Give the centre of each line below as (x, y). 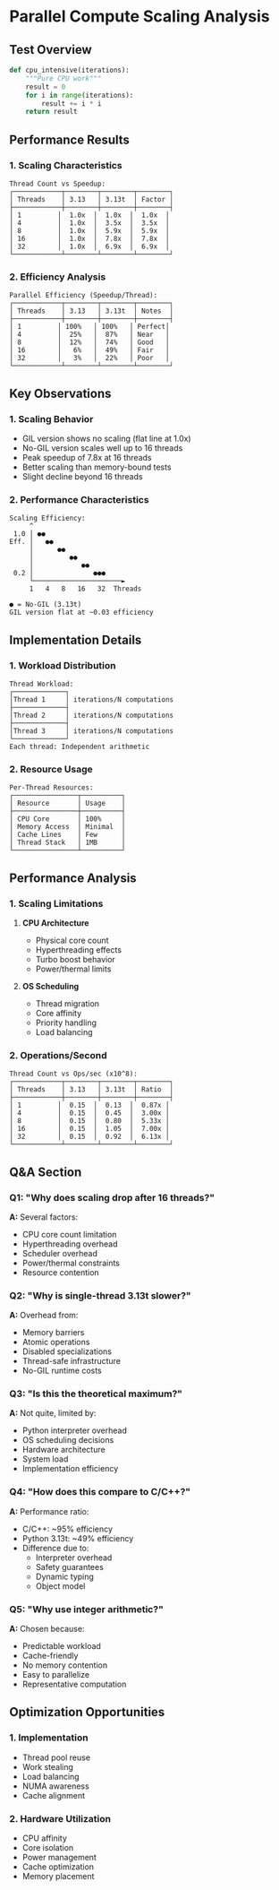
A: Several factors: (44, 1217)
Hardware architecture (63, 1450)
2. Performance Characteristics (79, 499)
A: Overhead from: (44, 1316)
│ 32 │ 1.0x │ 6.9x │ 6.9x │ (89, 246)
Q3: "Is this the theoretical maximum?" (96, 1394)
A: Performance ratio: (49, 1511)
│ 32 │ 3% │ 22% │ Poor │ (89, 358)
